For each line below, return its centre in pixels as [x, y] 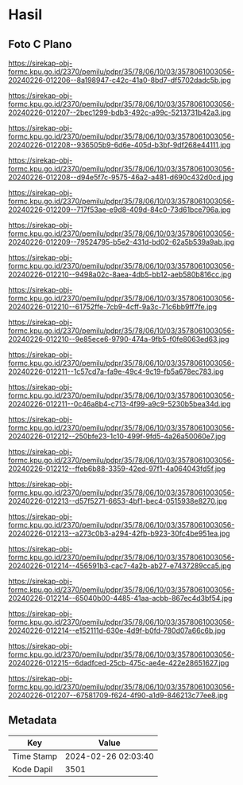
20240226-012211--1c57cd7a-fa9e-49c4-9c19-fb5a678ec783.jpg [116, 371]
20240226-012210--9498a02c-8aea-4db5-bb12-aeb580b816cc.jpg [120, 274]
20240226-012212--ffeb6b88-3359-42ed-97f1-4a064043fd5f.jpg [117, 469]
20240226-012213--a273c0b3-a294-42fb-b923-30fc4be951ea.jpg [119, 533]
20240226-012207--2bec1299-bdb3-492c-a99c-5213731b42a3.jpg [120, 112]
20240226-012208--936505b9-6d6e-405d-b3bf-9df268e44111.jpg [120, 145]
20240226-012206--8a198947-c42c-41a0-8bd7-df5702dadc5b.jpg [120, 80]
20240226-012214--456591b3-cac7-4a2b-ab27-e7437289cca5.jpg [120, 566]
